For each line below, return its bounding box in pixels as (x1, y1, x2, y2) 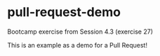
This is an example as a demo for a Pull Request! (7, 41, 147, 49)
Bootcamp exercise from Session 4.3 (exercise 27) (7, 27, 153, 36)
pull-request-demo (7, 4, 121, 20)
